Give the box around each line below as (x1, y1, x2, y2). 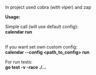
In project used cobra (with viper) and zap (5, 4, 92, 10)
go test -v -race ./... (5, 64, 47, 70)
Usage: (5, 14, 21, 19)
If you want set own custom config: (5, 44, 78, 49)
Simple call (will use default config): (5, 23, 79, 29)
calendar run (5, 29, 32, 34)
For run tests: (5, 59, 32, 64)
